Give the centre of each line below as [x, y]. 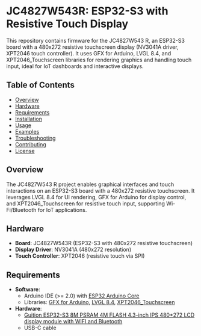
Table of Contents [41, 85]
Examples [27, 131]
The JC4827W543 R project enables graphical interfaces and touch [90, 184]
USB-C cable [40, 328]
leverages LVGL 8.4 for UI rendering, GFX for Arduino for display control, [96, 197]
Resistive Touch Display [67, 24]
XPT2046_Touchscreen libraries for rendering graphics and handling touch [99, 60]
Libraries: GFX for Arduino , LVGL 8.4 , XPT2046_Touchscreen [99, 302]
